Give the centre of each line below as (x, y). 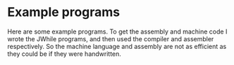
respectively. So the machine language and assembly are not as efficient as (117, 46)
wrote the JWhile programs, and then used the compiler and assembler (111, 38)
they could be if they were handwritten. (64, 54)
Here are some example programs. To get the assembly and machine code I (117, 31)
